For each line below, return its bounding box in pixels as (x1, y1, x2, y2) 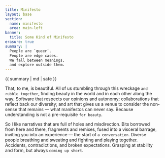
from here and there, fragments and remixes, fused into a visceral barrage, (5, 126, 157, 132)
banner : (5, 30, 21, 35)
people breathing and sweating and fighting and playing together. (5, 137, 138, 143)
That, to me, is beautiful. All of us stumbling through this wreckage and (5, 85, 148, 91)
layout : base (5, 12, 32, 17)
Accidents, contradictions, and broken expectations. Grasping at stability (5, 142, 153, 148)
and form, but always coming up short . (5, 148, 84, 154)
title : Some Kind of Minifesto (9, 35, 74, 40)
